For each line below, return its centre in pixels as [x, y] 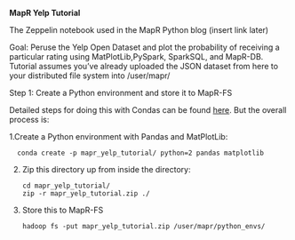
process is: [29, 120]
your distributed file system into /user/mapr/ [90, 76]
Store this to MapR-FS [63, 210]
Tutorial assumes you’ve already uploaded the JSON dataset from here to [144, 66]
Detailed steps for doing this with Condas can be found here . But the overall [148, 110]
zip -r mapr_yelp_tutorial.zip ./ [86, 194]
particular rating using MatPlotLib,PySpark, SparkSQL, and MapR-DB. [136, 56]
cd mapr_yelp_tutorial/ [66, 186]
